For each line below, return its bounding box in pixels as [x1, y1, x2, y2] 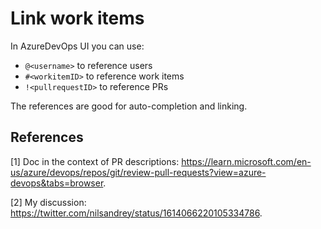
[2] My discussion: [10, 196, 87, 208]
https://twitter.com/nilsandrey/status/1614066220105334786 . [10, 207, 263, 219]
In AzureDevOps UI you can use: [10, 40, 145, 52]
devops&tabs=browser [10, 177, 104, 189]
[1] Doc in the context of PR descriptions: [10, 155, 180, 167]
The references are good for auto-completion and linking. [10, 100, 248, 112]
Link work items [10, 7, 145, 30]
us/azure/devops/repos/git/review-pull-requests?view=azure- [10, 166, 267, 178]
